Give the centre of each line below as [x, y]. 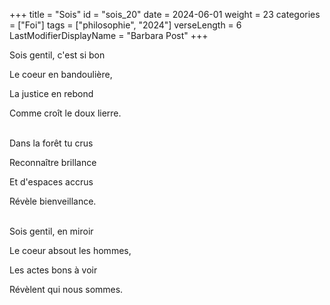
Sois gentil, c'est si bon [57, 55]
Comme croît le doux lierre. [65, 113]
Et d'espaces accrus [51, 182]
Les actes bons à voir [53, 270]
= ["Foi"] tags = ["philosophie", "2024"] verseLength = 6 [125, 25]
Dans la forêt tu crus [51, 143]
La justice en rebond [51, 93]
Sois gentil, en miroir [51, 231]
